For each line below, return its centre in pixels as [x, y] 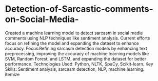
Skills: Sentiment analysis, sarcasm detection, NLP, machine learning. [75, 69]
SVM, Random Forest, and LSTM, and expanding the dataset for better [76, 59]
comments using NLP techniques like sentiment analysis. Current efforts [78, 38]
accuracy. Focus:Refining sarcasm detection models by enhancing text [76, 48]
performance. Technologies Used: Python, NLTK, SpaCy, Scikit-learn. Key [79, 64]
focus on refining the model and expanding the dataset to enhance [72, 43]
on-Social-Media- [42, 19]
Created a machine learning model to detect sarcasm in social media [74, 33]
